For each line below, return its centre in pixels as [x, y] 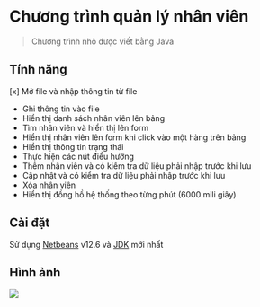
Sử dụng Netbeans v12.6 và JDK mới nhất [86, 244]
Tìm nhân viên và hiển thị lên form [85, 127]
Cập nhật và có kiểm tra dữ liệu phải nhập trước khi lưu [124, 175]
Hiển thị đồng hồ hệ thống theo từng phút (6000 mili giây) [129, 194]
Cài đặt [30, 223]
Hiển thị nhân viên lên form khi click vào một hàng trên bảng [134, 137]
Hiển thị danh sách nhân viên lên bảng [93, 118]
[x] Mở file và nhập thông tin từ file [73, 91]
